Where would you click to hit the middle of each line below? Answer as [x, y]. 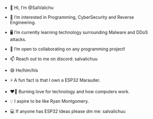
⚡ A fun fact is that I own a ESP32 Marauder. [55, 80]
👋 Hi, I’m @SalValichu [31, 8]
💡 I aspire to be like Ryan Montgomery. [49, 101]
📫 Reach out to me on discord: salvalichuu [54, 59]
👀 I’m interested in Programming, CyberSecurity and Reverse [72, 17]
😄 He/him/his [24, 70]
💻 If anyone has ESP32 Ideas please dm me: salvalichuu [68, 111]
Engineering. [23, 22]
